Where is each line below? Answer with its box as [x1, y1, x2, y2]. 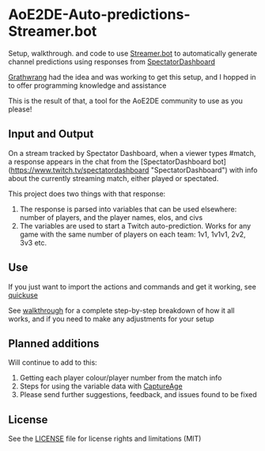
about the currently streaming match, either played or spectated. [8, 173, 219, 183]
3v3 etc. [19, 237, 47, 247]
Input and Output [8, 127, 94, 141]
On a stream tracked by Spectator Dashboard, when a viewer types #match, [8, 148, 256, 157]
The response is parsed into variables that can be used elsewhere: [19, 204, 237, 214]
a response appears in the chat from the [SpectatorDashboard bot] [8, 157, 227, 166]
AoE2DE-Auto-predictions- [8, 6, 191, 24]
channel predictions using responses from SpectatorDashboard [8, 57, 216, 66]
